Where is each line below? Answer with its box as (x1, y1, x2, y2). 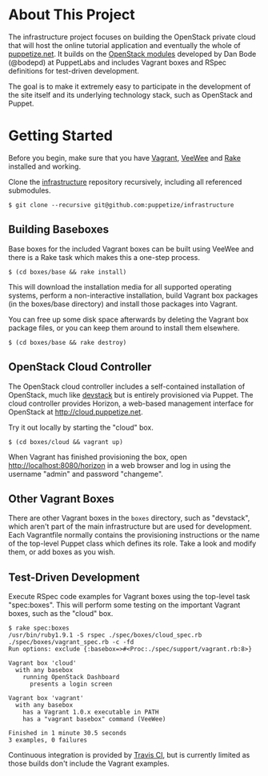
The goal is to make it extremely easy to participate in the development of (8, 82, 251, 91)
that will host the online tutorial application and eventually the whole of (8, 40, 242, 50)
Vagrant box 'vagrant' (8, 694, 84, 702)
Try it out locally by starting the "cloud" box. (8, 422, 154, 432)
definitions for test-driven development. (8, 66, 140, 75)
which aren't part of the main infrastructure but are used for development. (8, 522, 252, 531)
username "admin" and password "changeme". (8, 469, 164, 478)
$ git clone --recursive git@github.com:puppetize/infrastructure (8, 201, 234, 209)
